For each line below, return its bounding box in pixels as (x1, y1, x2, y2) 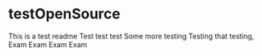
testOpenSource (8, 5, 121, 23)
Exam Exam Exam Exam (8, 39, 88, 49)
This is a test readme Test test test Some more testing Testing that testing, (8, 31, 255, 41)
